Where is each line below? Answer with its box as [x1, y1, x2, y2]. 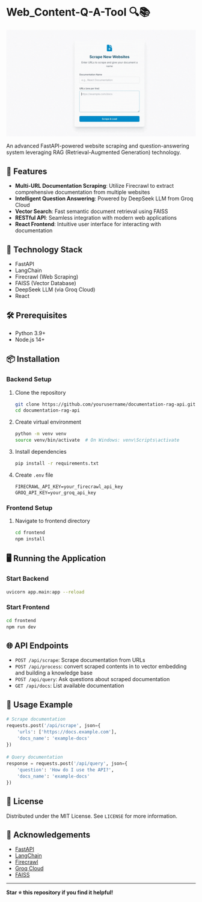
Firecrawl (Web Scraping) [14, 273, 79, 280]
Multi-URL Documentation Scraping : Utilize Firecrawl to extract [14, 182, 174, 190]
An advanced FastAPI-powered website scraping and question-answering [6, 143, 189, 150]
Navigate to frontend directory [14, 517, 90, 525]
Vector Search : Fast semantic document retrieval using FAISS [14, 208, 168, 215]
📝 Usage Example [6, 699, 73, 709]
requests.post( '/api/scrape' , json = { [6, 723, 101, 729]
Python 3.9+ [14, 329, 46, 336]
